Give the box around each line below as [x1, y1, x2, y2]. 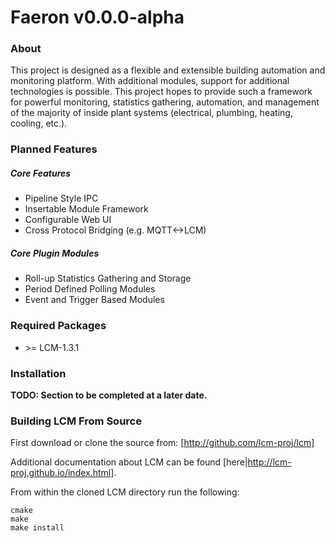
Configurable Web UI [24, 214, 112, 226]
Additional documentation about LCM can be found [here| [10, 456, 248, 468]
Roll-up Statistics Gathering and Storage [24, 272, 192, 285]
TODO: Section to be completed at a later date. [10, 389, 208, 401]
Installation [10, 366, 67, 380]
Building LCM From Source [10, 414, 142, 428]
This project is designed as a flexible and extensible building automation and [10, 64, 326, 76]
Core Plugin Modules [10, 247, 100, 259]
